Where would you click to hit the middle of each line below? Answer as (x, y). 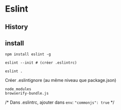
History (17, 27)
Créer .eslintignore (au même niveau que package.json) (61, 80)
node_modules (18, 89)
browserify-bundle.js (27, 94)
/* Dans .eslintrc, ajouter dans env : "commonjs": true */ (60, 102)
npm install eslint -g (28, 54)
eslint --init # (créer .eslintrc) (41, 63)
